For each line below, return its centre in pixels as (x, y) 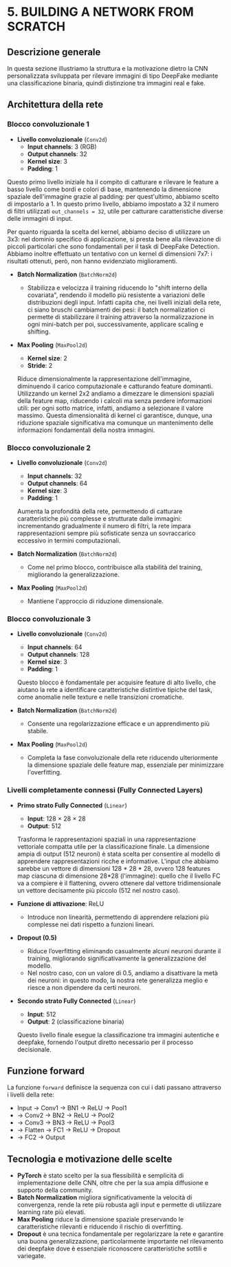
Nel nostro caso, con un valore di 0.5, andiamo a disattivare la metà (123, 973)
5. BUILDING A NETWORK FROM (100, 12)
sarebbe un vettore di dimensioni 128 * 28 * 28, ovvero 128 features (114, 868)
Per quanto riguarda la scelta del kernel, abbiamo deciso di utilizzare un (109, 232)
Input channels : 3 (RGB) (62, 147)
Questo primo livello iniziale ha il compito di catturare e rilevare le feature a (113, 182)
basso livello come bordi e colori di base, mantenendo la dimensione (104, 189)
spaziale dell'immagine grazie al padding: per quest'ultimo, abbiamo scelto (113, 196)
